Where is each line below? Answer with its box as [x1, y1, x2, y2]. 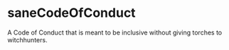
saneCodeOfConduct [7, 5, 137, 21]
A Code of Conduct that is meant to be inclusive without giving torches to [7, 28, 223, 37]
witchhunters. [7, 35, 48, 44]
